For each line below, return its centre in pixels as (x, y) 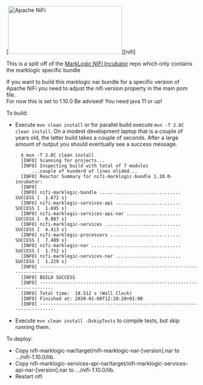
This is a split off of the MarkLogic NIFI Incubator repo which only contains (99, 63)
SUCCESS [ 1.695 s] (41, 208)
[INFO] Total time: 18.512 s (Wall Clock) (76, 293)
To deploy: (19, 339)
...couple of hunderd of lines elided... (84, 171)
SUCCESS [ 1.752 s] (41, 251)
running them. (32, 327)
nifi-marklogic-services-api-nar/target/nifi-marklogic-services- (109, 363)
